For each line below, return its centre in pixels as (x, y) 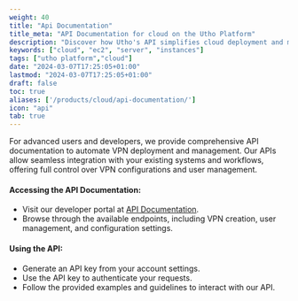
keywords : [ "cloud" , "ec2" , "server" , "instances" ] (106, 50)
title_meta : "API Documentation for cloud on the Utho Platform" (132, 34)
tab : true (27, 116)
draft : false (33, 83)
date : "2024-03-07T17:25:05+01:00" (75, 67)
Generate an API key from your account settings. (111, 268)
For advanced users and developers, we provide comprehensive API (134, 142)
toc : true (27, 91)
